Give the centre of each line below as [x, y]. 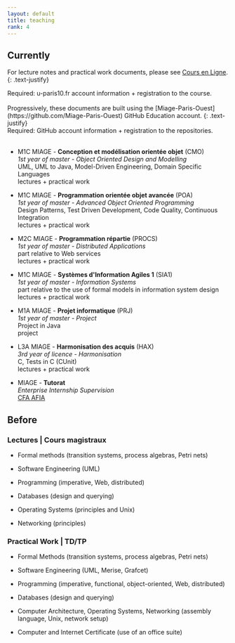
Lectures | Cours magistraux [57, 440]
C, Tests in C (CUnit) [47, 362]
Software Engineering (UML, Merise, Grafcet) [83, 571]
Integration [33, 218]
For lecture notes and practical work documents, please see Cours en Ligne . [118, 72]
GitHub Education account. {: [166, 116]
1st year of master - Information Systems [77, 282]
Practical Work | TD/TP [47, 541]
